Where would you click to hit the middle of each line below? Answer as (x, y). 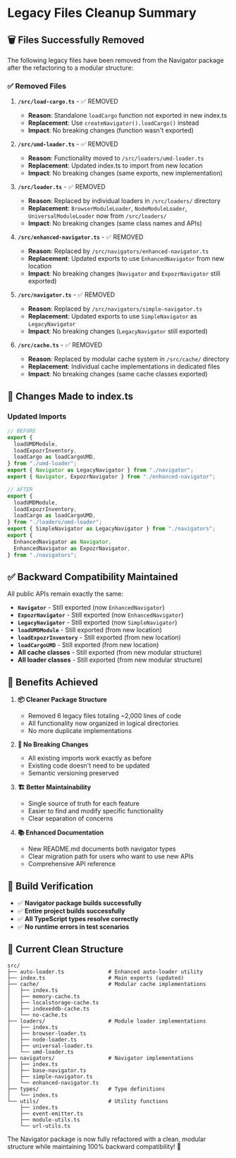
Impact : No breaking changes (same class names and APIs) (115, 223)
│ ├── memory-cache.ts (44, 996)
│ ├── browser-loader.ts (47, 1033)
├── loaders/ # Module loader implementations (107, 1021)
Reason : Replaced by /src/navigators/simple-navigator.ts (115, 309)
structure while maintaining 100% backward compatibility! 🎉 (94, 1146)
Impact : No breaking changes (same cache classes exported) (118, 374)
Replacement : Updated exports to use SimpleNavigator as (112, 316)
